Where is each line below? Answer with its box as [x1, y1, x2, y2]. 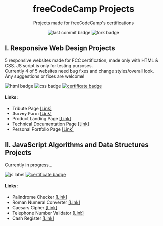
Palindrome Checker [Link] [12, 194, 67, 200]
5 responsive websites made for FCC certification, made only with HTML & [5, 57, 158, 63]
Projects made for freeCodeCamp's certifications [33, 20, 134, 26]
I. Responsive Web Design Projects [5, 44, 115, 53]
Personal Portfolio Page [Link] [12, 126, 74, 132]
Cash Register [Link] [12, 215, 55, 221]
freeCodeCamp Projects [32, 3, 135, 15]
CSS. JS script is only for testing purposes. [5, 62, 93, 68]
